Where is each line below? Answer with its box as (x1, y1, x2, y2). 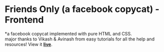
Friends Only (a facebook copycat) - (5, 3, 160, 15)
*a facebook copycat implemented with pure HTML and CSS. (5, 30, 132, 36)
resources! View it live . (5, 41, 53, 47)
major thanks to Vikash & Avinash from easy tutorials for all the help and (5, 36, 155, 42)
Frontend (5, 14, 44, 25)
